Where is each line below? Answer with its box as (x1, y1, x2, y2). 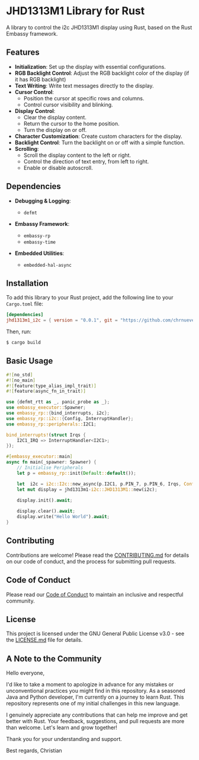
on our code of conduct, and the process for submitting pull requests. (6, 557, 176, 565)
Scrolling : (14, 145, 40, 152)
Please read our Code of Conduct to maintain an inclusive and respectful (6, 591, 184, 598)
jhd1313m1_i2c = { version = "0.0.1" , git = (6, 317, 118, 323)
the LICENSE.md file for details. (6, 636, 83, 644)
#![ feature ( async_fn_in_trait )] (6, 388, 86, 395)
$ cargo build (6, 340, 41, 346)
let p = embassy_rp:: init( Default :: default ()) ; (17, 470, 136, 476)
